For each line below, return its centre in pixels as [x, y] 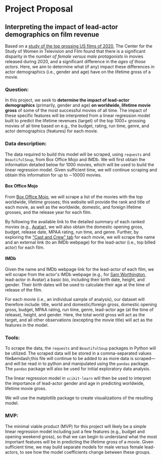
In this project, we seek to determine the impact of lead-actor [67, 100]
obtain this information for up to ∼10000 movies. [53, 175]
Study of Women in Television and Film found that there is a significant [75, 51]
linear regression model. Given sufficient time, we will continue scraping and [81, 170]
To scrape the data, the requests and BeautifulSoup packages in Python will [81, 348]
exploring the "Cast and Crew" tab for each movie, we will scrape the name [80, 237]
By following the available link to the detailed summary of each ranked [75, 221]
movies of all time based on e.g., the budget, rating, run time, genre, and [77, 126]
